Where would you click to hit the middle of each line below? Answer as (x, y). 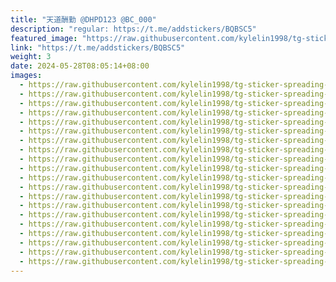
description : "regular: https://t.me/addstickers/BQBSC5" (133, 29)
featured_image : (44, 38)
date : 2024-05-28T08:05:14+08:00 (80, 66)
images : (26, 76)
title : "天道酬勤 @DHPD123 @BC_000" (83, 19)
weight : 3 (31, 57)
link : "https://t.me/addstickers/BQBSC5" (98, 47)
